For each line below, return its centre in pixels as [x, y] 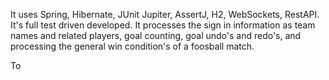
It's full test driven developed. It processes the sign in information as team [163, 25]
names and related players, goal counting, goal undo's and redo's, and [156, 35]
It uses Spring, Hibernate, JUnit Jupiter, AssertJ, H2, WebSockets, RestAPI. [165, 14]
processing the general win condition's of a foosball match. [132, 46]
